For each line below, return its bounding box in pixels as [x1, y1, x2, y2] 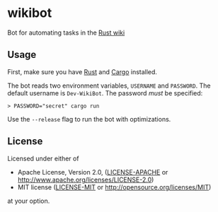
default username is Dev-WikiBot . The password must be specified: [7, 88, 203, 97]
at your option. [7, 196, 50, 205]
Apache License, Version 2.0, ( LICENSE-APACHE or [17, 167, 168, 176]
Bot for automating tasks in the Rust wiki [7, 28, 125, 37]
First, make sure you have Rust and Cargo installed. [7, 67, 158, 76]
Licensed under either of [7, 154, 79, 163]
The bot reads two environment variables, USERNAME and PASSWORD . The [7, 81, 211, 90]
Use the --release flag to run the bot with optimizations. [7, 114, 171, 123]
